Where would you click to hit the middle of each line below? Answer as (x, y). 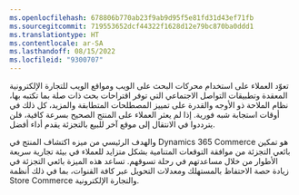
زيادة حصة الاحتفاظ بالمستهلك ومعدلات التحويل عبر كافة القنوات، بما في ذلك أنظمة (149, 171)
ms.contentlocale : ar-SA (56, 43)
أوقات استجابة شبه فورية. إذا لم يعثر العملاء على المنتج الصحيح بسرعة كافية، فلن (145, 115)
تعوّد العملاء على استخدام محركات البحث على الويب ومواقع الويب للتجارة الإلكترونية (149, 86)
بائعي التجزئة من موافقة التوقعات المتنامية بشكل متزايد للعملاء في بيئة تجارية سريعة (150, 151)
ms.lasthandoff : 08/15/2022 (63, 52)
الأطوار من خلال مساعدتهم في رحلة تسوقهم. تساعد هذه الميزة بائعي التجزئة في (144, 161)
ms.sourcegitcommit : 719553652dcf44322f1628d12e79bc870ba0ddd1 (132, 26)
